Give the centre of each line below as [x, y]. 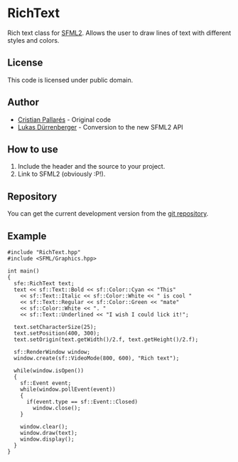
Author [23, 102]
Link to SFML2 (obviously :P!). [61, 174]
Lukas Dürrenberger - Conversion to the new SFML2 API [100, 127]
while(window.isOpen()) [49, 371]
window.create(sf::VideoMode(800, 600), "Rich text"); [97, 358]
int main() [23, 271]
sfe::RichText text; [44, 283]
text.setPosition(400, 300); [57, 333]
